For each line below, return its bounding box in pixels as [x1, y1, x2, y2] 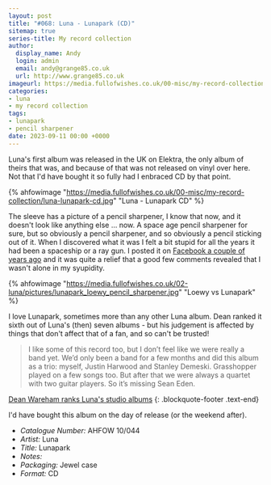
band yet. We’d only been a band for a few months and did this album [27, 352, 260, 362]
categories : [8, 86, 48, 95]
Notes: [19, 451, 43, 461]
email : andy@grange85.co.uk [15, 65, 110, 73]
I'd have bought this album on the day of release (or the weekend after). [8, 410, 248, 420]
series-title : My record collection [8, 34, 131, 43]
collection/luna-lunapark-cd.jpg [8, 196, 114, 205]
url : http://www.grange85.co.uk [15, 72, 125, 80]
